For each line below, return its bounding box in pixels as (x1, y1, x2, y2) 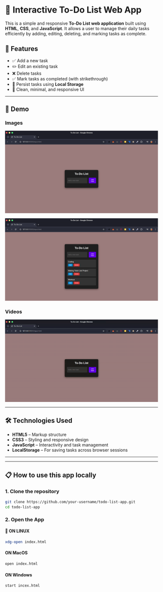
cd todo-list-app (5, 505, 40, 510)
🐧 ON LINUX (5, 528, 30, 534)
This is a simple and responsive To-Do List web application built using (5, 20, 147, 26)
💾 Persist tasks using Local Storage (12, 81, 84, 87)
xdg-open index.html (5, 540, 47, 544)
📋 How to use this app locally (5, 471, 97, 479)
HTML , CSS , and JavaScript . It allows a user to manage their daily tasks (5, 25, 149, 31)
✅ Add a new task (12, 58, 49, 64)
